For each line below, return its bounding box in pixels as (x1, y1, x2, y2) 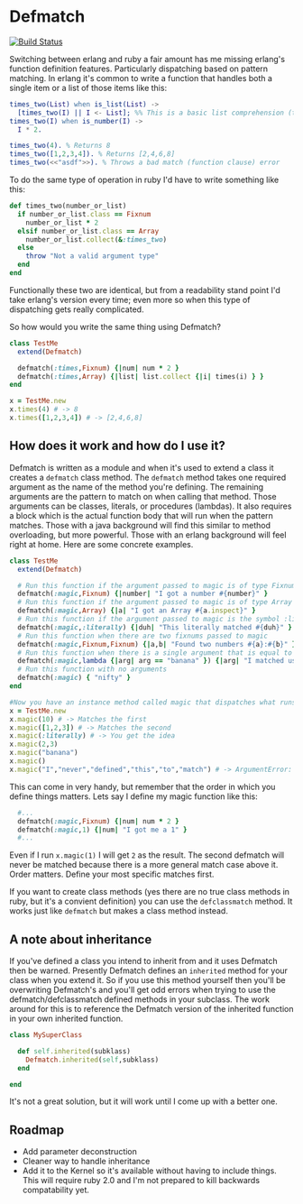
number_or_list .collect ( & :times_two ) (25, 234, 168, 244)
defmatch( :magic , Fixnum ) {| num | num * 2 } (17, 816, 179, 826)
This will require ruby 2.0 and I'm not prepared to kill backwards (22, 1175, 260, 1186)
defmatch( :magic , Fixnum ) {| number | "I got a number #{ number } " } (17, 589, 269, 599)
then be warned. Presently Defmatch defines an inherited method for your (9, 965, 289, 976)
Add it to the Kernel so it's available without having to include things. (22, 1165, 277, 1176)
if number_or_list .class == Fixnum (17, 209, 151, 218)
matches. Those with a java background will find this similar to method (9, 519, 271, 530)
